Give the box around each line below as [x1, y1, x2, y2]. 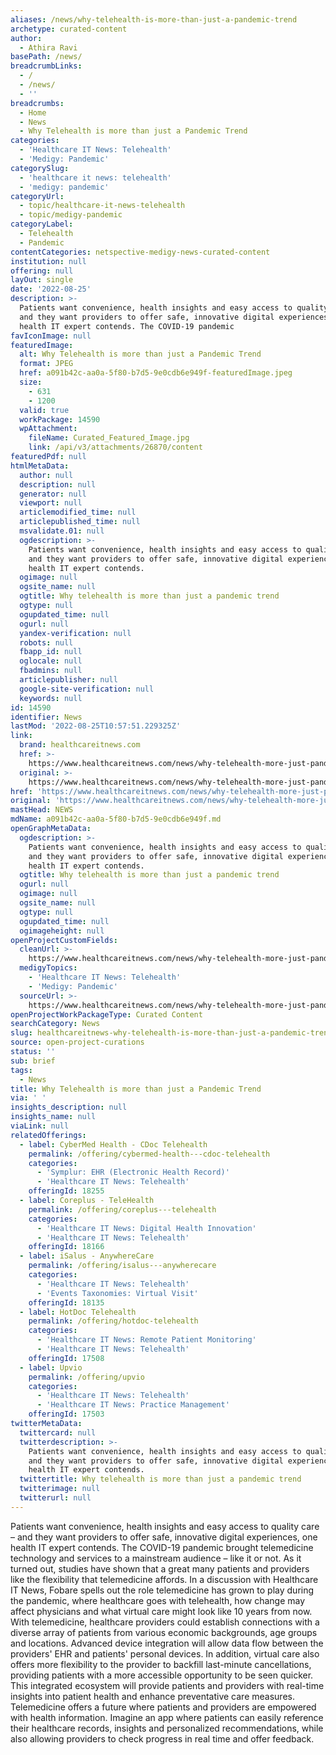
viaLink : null [10, 1121, 70, 1131]
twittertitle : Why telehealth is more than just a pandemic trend [19, 1474, 302, 1485]
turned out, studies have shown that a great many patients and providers [10, 1562, 310, 1575]
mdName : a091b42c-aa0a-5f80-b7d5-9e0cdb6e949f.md [10, 814, 222, 825]
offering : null [10, 266, 74, 276]
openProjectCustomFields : [10, 935, 118, 945]
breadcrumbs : [10, 98, 65, 108]
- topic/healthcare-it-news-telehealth [19, 201, 186, 211]
